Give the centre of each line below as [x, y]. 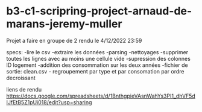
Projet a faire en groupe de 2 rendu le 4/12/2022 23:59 [74, 40]
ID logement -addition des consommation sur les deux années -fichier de [97, 65]
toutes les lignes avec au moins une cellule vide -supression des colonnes [99, 58]
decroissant [21, 78]
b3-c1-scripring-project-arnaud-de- [99, 11]
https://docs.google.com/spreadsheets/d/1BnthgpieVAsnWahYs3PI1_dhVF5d [101, 96]
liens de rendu [24, 89]
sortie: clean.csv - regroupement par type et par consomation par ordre [96, 71]
